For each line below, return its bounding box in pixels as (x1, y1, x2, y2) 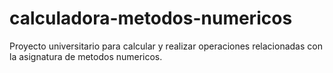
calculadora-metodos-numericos (9, 7, 293, 30)
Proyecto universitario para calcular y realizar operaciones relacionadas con (9, 40, 323, 52)
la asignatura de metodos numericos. (9, 50, 163, 62)
